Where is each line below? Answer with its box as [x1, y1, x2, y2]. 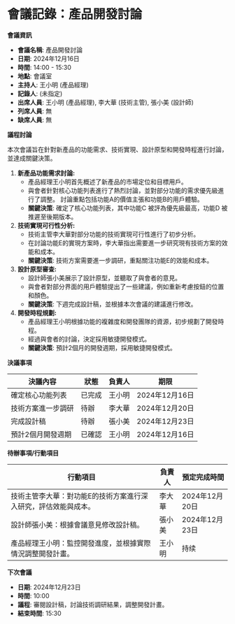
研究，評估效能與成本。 [17, 501, 96, 511]
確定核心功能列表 [10, 390, 68, 400]
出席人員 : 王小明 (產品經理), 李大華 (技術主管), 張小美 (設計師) [17, 98, 194, 106]
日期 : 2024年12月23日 [17, 583, 81, 591]
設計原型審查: [17, 265, 57, 273]
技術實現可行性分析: [17, 221, 76, 229]
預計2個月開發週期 [10, 429, 72, 439]
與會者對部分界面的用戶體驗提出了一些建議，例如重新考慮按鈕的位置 [27, 282, 225, 291]
